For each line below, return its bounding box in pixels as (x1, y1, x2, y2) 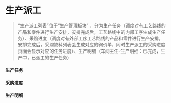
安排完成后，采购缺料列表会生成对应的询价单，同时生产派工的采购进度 (17, 41, 166, 47)
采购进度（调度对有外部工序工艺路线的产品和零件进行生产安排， (29, 35, 163, 41)
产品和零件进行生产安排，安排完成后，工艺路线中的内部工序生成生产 (17, 29, 161, 35)
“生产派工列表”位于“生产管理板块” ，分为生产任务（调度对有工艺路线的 (17, 22, 166, 29)
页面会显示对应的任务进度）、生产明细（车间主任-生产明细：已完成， (17, 48, 161, 54)
